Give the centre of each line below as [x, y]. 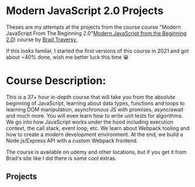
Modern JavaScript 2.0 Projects [85, 11]
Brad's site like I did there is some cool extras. [61, 158]
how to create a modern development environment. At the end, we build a [95, 134]
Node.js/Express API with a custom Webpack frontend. [72, 140]
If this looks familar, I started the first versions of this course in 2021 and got [97, 50]
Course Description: [56, 81]
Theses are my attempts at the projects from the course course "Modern [93, 27]
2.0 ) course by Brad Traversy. [42, 39]
